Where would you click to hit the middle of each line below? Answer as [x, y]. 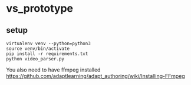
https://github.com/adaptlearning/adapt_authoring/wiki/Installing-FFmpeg [95, 76]
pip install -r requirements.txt [47, 54]
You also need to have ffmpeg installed [53, 70]
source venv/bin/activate [38, 49]
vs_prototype [40, 8]
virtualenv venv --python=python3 [49, 43]
